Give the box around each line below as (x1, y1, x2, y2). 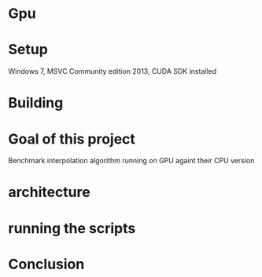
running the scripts (8, 219, 136, 237)
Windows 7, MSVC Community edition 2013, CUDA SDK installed (8, 67, 217, 76)
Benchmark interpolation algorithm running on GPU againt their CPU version (8, 156, 255, 166)
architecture (8, 184, 90, 201)
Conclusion (8, 255, 85, 273)
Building (8, 94, 64, 112)
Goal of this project (8, 130, 136, 148)
